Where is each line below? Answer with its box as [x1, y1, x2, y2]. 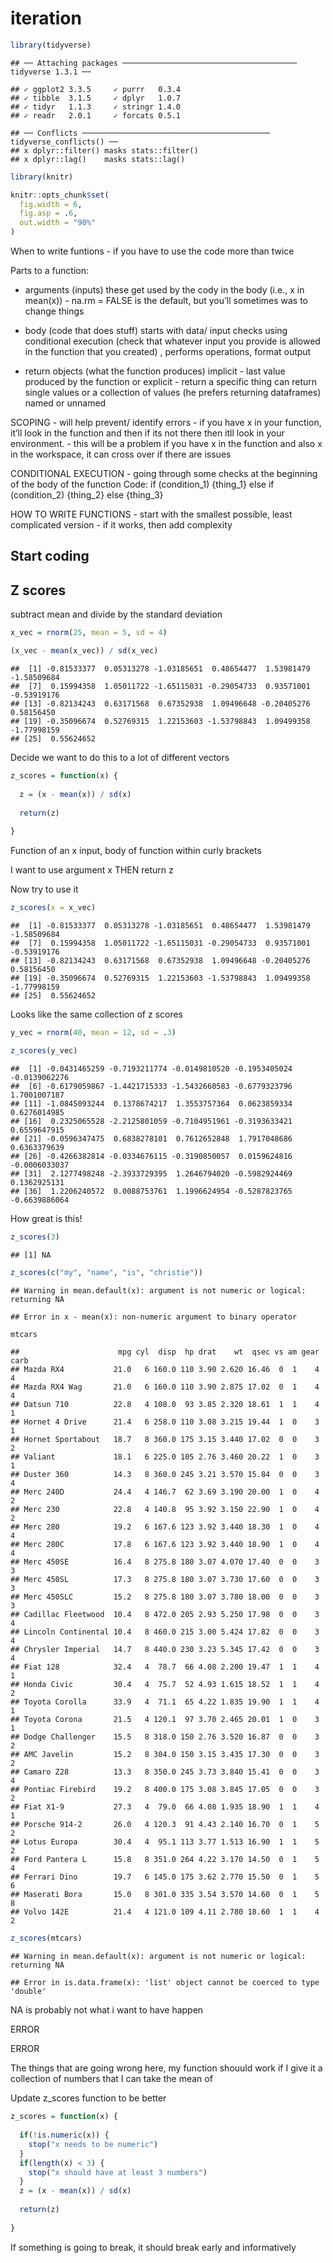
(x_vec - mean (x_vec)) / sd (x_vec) [10, 646, 159, 656]
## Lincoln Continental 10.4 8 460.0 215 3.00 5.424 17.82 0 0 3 [10, 1627, 320, 1637]
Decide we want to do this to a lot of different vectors [10, 752, 230, 764]
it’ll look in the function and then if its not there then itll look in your [10, 427, 285, 439]
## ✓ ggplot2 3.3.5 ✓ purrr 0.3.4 [10, 84, 182, 94]
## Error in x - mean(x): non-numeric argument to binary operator [10, 1312, 298, 1322]
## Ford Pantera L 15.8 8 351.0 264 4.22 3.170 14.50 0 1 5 [10, 1855, 320, 1865]
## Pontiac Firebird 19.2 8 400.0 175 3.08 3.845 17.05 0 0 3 [10, 1785, 320, 1795]
